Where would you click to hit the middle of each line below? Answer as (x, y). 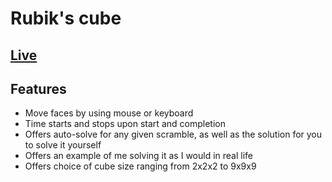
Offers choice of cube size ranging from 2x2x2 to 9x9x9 (140, 166)
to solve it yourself (63, 145)
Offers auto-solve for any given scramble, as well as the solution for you (173, 134)
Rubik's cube (66, 18)
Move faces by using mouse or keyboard (109, 113)
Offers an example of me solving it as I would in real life (139, 156)
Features (38, 88)
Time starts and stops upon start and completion (125, 124)
